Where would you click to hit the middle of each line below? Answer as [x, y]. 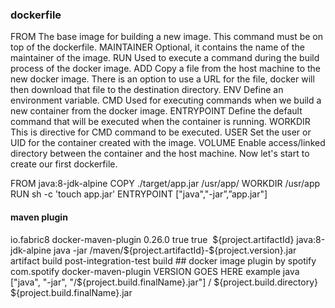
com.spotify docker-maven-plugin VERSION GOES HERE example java [155, 271]
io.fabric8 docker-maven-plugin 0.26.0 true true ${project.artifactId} [152, 239]
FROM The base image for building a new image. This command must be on [166, 37]
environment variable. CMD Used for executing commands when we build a [166, 100]
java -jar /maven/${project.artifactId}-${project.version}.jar [175, 250]
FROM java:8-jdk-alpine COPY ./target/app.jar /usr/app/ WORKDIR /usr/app [165, 184]
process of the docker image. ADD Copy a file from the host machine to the [165, 69]
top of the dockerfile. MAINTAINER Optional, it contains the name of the [157, 47]
